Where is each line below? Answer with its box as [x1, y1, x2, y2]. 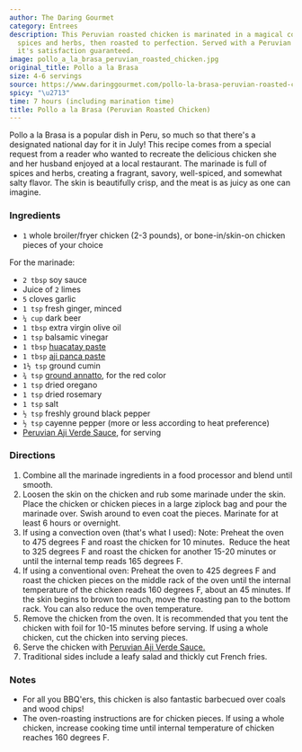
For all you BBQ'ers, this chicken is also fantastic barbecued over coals [22, 694, 286, 705]
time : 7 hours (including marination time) [9, 96, 175, 106]
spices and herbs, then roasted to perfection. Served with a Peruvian [17, 38, 292, 48]
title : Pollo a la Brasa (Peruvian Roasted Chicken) [9, 105, 211, 114]
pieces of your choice [22, 239, 103, 250]
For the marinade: [9, 257, 75, 268]
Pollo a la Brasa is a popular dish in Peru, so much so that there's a [9, 129, 256, 140]
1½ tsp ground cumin [22, 360, 101, 371]
